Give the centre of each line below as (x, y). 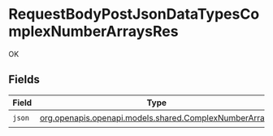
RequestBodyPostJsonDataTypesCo (134, 14)
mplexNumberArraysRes (93, 31)
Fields (24, 79)
